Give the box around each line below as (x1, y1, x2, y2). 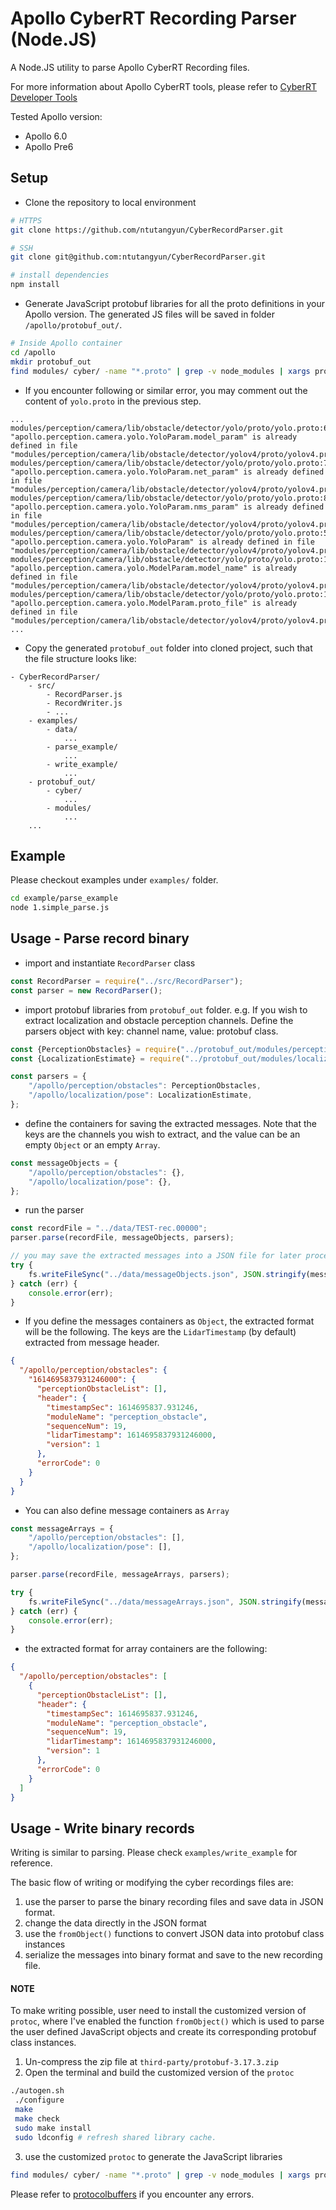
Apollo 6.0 (24, 130, 68, 142)
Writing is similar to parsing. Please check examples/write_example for (10, 1847, 298, 1859)
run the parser (24, 1204, 85, 1216)
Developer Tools (10, 91, 78, 103)
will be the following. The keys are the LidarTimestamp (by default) (24, 1326, 297, 1338)
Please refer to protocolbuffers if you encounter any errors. (10, 2188, 255, 2200)
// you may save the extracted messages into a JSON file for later (10, 1251, 302, 1261)
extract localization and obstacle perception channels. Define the (24, 1014, 294, 1026)
